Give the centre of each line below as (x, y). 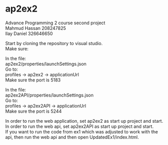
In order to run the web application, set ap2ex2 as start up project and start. (84, 121)
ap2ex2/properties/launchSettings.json (46, 64)
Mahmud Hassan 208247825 (36, 28)
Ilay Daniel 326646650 (29, 33)
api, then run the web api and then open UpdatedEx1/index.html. (72, 137)
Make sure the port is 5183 (33, 80)
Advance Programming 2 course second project (55, 23)
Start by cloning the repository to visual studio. (54, 43)
